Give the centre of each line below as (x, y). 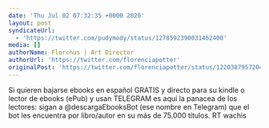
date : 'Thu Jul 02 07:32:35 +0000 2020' (77, 16)
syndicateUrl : (32, 30)
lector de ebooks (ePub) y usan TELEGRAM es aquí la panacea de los (123, 98)
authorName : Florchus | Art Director (71, 52)
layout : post (30, 23)
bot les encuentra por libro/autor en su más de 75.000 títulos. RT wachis (127, 115)
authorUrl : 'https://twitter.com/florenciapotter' (94, 60)
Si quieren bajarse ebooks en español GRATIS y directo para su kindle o (127, 90)
